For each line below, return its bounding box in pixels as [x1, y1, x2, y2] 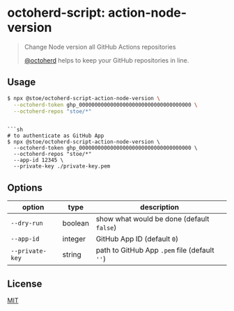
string [62, 250, 81, 260]
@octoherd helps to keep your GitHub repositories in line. [24, 56, 189, 64]
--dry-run [10, 219, 43, 228]
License [7, 278, 42, 289]
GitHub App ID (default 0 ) [95, 234, 179, 244]
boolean [62, 218, 89, 228]
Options [7, 182, 43, 193]
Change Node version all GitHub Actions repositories [24, 42, 176, 51]
